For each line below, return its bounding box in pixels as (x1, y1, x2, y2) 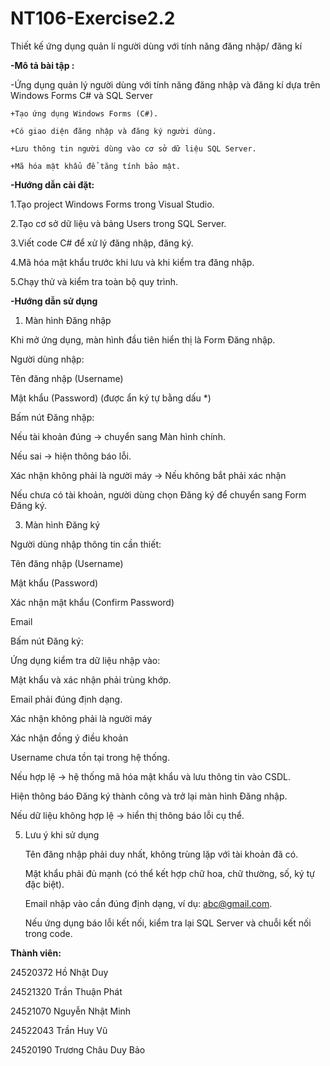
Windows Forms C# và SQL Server (10, 89, 153, 101)
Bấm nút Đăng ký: (10, 635, 84, 647)
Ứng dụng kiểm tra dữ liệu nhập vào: (10, 654, 161, 666)
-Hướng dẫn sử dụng (10, 295, 98, 307)
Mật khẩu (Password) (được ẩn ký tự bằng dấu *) (10, 392, 212, 404)
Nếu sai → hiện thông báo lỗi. (10, 450, 132, 462)
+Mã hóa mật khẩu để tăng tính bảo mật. (10, 161, 182, 171)
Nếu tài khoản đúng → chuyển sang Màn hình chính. (10, 430, 226, 442)
